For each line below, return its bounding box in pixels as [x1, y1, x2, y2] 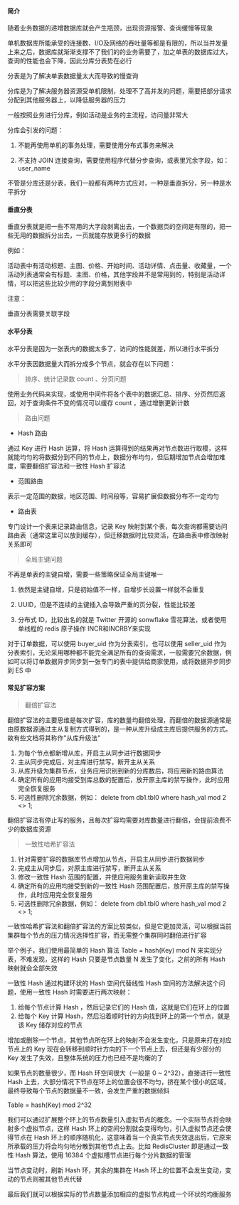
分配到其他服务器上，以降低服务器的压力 [7, 96, 126, 105]
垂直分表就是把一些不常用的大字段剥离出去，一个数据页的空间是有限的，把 [7, 223, 225, 231]
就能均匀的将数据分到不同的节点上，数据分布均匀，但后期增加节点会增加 [7, 452, 219, 461]
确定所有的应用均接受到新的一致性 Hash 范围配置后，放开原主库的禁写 [17, 882, 224, 890]
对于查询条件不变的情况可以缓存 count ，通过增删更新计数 [19, 398, 190, 407]
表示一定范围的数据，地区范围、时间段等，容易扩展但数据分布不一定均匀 [7, 491, 219, 500]
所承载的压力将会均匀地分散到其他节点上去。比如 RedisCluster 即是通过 [7, 1142, 217, 1150]
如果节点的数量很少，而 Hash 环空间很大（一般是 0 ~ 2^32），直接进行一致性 [7, 1069, 232, 1077]
